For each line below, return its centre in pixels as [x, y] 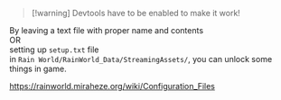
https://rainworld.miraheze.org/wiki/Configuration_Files [112, 86]
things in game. [38, 68]
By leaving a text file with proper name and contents [107, 30]
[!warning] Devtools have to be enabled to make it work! [136, 13]
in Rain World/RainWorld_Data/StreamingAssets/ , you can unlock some [141, 59]
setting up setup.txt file [54, 50]
